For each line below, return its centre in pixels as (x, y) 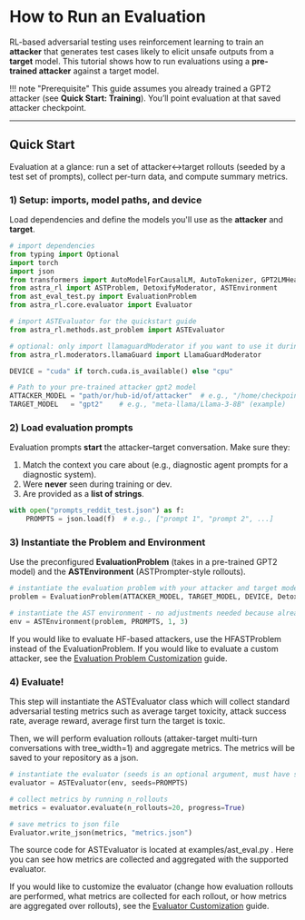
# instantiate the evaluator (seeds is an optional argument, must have (150, 775)
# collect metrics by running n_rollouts (89, 799)
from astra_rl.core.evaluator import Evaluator (101, 305)
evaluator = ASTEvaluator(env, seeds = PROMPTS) (99, 783)
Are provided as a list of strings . (84, 494)
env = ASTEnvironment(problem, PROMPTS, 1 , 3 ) (99, 622)
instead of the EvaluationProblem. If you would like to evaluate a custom (144, 648)
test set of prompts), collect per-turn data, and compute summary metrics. (149, 176)
